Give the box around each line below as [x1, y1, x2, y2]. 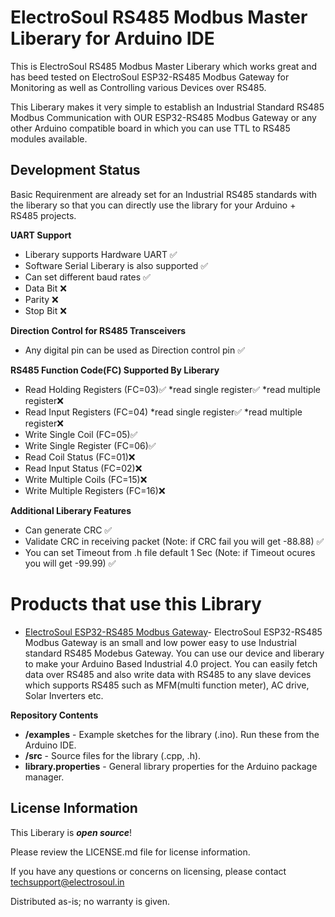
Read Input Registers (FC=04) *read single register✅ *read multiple [24, 406, 303, 418]
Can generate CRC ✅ [24, 524, 113, 536]
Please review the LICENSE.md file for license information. [10, 846, 251, 858]
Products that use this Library [10, 592, 262, 615]
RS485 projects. [10, 209, 77, 221]
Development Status [10, 162, 141, 179]
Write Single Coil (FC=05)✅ [24, 428, 138, 440]
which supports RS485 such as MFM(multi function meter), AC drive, [24, 679, 310, 691]
